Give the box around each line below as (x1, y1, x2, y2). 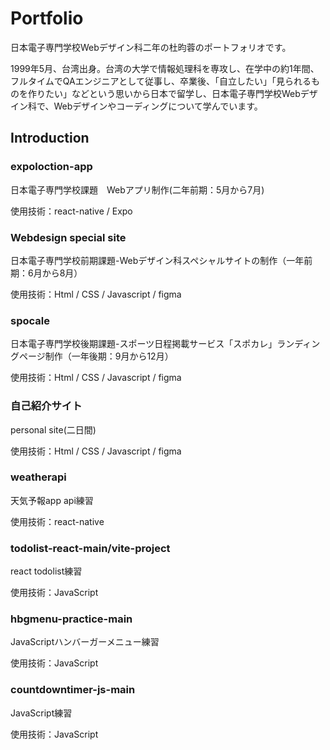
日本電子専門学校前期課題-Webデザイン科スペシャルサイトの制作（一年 (10, 254, 305, 266)
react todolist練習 (10, 565, 83, 577)
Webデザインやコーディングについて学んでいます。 (53, 100, 263, 112)
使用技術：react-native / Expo (10, 205, 133, 217)
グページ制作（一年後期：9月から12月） (10, 350, 174, 362)
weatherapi (10, 470, 67, 484)
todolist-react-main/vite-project (10, 541, 171, 555)
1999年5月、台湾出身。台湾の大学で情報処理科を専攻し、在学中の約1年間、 (10, 62, 320, 74)
